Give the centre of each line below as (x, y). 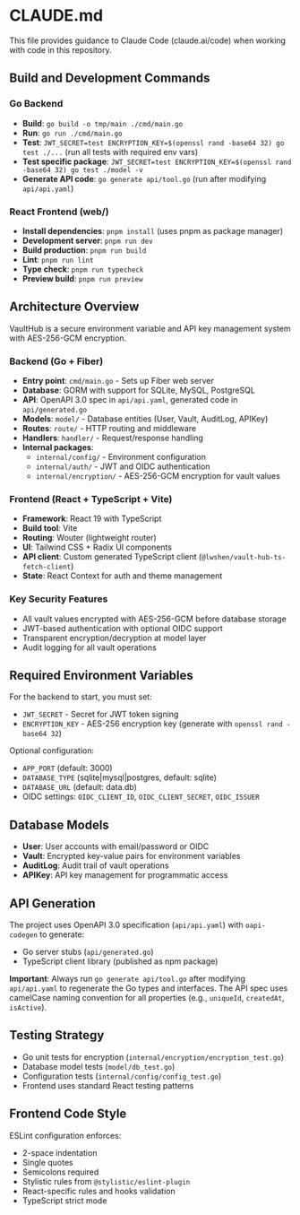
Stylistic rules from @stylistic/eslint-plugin (106, 1181)
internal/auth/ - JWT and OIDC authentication (123, 466)
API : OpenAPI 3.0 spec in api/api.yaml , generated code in (130, 400)
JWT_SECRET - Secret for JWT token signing (100, 715)
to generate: (62, 934)
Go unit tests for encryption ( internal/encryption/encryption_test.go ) (153, 1057)
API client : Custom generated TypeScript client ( (112, 557)
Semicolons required (60, 1172)
